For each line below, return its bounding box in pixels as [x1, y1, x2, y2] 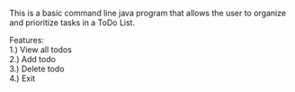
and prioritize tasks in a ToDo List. [9, 17, 136, 28]
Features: [9, 35, 45, 45]
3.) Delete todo [9, 63, 65, 74]
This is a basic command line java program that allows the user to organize [9, 8, 286, 18]
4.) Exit [9, 73, 36, 84]
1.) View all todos [9, 44, 72, 55]
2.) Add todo [9, 54, 57, 64]
